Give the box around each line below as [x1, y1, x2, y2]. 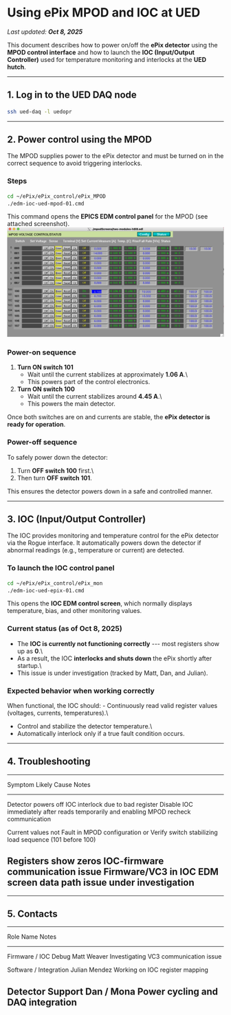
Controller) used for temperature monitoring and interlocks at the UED [7, 55, 207, 63]
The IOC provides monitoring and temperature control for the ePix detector [7, 531, 219, 540]
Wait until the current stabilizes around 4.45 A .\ [27, 392, 162, 401]
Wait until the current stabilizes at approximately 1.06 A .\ [27, 370, 188, 379]
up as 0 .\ [16, 647, 43, 655]
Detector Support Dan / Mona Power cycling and [7, 985, 219, 997]
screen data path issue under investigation [7, 877, 195, 889]
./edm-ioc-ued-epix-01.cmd [7, 587, 85, 594]
